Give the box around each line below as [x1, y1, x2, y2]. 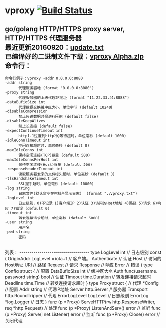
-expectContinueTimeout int [5, 128, 63, 133]
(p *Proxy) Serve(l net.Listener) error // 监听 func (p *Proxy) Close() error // [5, 311, 160, 317]
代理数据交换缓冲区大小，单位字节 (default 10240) [18, 105, 113, 109]
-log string [5, 186, 30, 191]
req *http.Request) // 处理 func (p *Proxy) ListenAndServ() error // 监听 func [5, 305, 161, 311]
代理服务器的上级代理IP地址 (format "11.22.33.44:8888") [18, 95, 130, 100]
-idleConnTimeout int [5, 138, 50, 143]
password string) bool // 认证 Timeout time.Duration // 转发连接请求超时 [5, 274, 151, 280]
